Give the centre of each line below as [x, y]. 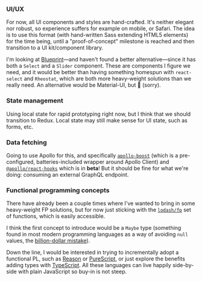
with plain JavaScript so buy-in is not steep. [72, 272]
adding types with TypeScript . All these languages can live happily [89, 265]
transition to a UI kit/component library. [55, 48]
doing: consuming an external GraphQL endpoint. [68, 174]
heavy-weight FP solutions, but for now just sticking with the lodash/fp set [99, 210]
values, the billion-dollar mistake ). [48, 241]
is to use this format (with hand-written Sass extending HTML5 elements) [97, 35]
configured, [21, 162]
